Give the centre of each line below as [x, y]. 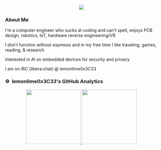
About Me [17, 19]
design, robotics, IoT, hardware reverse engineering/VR [60, 35]
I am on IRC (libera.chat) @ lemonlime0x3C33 [51, 69]
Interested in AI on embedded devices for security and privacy [67, 59]
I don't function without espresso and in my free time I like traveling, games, [81, 45]
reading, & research [25, 50]
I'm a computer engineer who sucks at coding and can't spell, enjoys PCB [79, 30]
